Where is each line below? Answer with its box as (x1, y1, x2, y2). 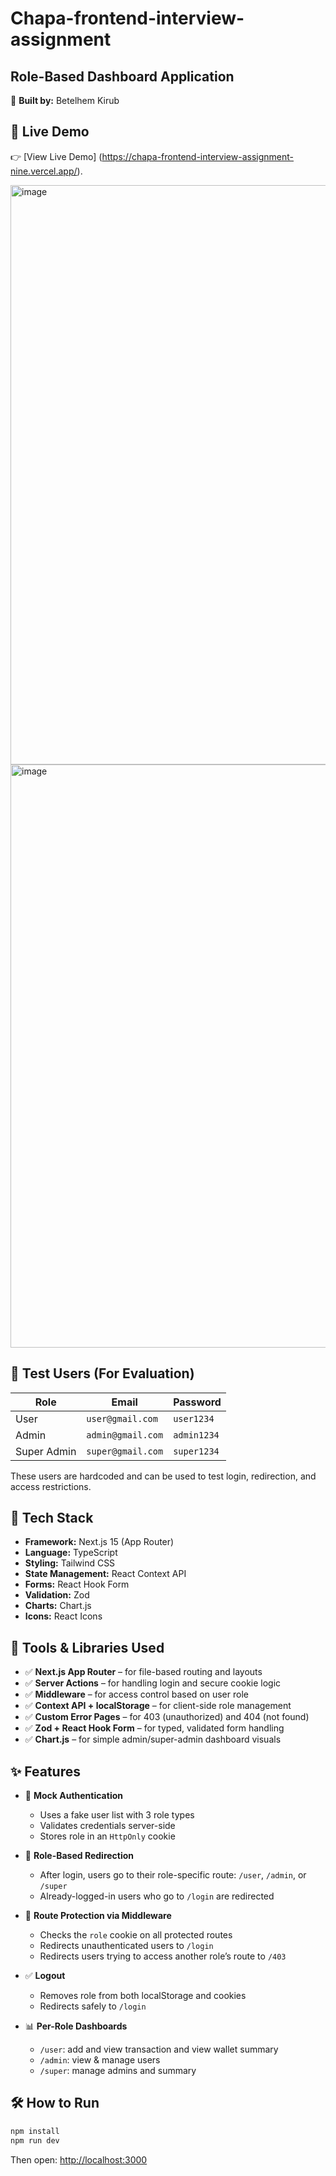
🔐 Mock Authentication (24, 1790, 123, 1802)
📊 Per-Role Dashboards (24, 2020, 128, 2032)
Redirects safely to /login (39, 2000, 147, 2012)
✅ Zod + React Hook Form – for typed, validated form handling (24, 1722, 285, 1734)
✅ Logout (24, 1970, 66, 1982)
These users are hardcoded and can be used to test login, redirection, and (10, 1470, 317, 1482)
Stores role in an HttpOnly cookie (39, 1830, 176, 1842)
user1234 (173, 1413, 215, 1424)
